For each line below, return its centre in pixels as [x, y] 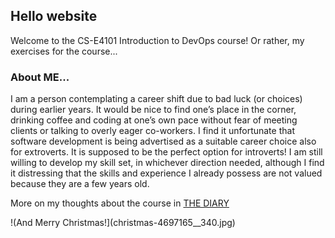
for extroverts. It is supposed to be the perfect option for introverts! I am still [166, 152]
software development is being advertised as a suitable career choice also [163, 141]
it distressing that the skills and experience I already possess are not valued [166, 173]
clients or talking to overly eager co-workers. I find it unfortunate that [152, 131]
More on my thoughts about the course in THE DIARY [120, 203]
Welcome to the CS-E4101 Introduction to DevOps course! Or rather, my [157, 40]
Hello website [54, 16]
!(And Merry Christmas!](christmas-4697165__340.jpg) [123, 223]
